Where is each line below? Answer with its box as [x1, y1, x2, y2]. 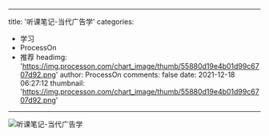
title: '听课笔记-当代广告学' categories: [8, 17, 134, 26]
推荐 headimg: [19, 53, 68, 62]
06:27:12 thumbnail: [19, 78, 86, 88]
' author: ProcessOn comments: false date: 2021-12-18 [55, 70, 235, 79]
